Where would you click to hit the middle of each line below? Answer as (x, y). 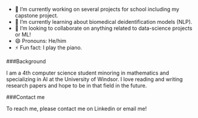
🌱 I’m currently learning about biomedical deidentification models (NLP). (103, 22)
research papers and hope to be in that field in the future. (77, 86)
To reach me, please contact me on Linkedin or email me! (77, 108)
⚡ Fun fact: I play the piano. (48, 47)
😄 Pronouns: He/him (41, 41)
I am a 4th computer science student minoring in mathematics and (88, 73)
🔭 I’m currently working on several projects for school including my (97, 9)
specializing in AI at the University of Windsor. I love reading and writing (95, 79)
